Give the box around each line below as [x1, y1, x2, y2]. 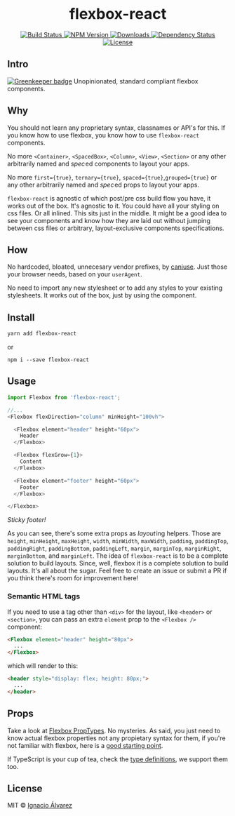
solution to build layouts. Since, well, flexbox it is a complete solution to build [7, 559, 229, 568]
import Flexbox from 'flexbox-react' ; [7, 394, 121, 401]
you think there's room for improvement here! [7, 574, 139, 582]
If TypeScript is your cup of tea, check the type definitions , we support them [7, 755, 228, 763]
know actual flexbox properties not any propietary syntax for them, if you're [7, 734, 226, 742]
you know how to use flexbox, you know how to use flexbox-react [7, 131, 200, 139]
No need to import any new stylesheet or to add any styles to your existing [7, 283, 223, 292]
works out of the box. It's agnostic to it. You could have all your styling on [7, 201, 220, 210]
